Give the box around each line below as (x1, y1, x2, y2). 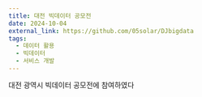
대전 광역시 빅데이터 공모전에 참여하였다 (8, 80, 135, 90)
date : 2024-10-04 (8, 19, 67, 27)
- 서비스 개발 (15, 57, 55, 65)
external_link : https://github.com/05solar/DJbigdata (8, 27, 195, 35)
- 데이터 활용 (15, 42, 55, 50)
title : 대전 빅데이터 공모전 (8, 11, 92, 20)
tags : (8, 34, 27, 43)
